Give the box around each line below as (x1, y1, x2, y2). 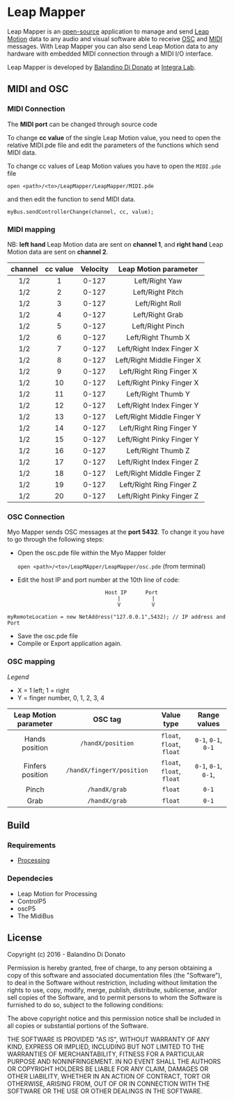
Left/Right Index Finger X (117, 344, 199, 353)
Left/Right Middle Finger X (115, 355, 201, 364)
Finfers (23, 761, 47, 771)
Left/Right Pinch (132, 321, 185, 331)
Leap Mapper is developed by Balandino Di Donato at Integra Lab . (7, 63, 196, 71)
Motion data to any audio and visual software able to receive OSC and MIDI (7, 34, 223, 43)
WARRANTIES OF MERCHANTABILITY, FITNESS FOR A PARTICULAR (7, 1050, 204, 1058)
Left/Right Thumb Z (126, 445, 190, 455)
